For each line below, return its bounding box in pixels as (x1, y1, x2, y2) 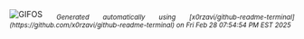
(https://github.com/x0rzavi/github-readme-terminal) (9, 20, 175, 30)
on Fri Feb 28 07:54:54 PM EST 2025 (176, 20, 291, 30)
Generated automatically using (55, 13, 176, 22)
